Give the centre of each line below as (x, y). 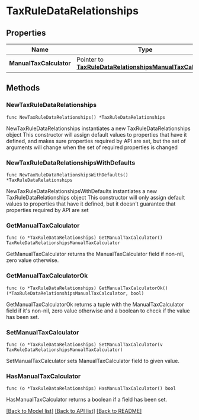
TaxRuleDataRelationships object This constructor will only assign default (96, 197)
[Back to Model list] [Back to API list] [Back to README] (74, 411)
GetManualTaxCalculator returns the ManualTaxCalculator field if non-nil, (95, 254)
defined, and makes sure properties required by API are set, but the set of (96, 141)
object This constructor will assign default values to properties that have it (97, 134)
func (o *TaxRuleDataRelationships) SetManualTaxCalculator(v (84, 345)
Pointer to (90, 59)
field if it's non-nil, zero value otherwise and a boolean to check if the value (98, 311)
